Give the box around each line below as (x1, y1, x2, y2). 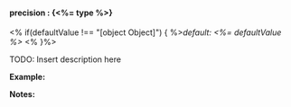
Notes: (9, 89, 36, 100)
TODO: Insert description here (9, 54, 122, 65)
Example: (9, 72, 46, 83)
